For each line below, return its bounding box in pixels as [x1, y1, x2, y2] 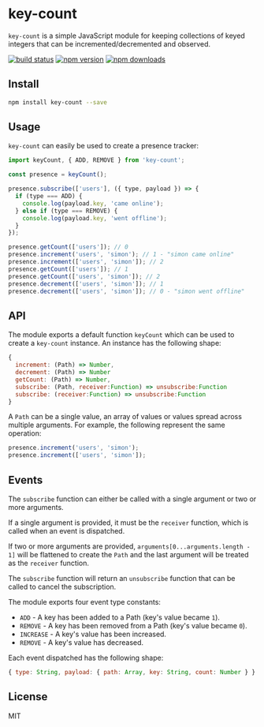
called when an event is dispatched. [8, 526, 125, 535]
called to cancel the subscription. [8, 582, 117, 591]
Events [8, 473, 43, 486]
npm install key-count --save [8, 98, 108, 107]
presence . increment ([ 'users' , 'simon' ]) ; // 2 [8, 258, 164, 266]
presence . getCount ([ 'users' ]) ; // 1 [8, 265, 128, 273]
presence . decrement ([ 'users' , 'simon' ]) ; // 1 [8, 279, 164, 288]
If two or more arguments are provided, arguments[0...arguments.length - [8, 542, 251, 551]
